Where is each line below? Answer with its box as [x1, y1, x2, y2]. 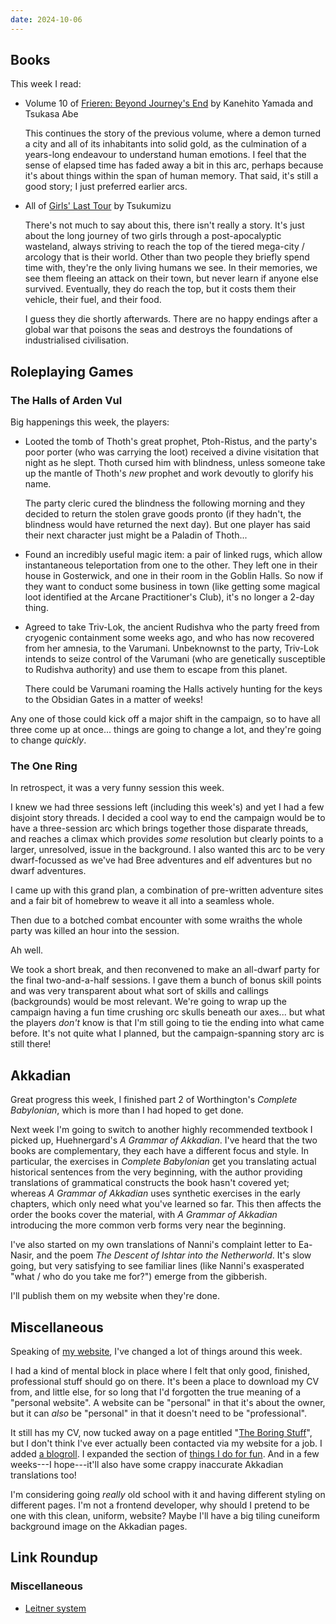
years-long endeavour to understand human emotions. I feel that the [24, 149, 307, 161]
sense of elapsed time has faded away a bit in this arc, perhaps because [24, 159, 324, 171]
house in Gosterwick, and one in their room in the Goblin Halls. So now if [24, 570, 324, 582]
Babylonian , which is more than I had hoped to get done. [10, 1104, 244, 1116]
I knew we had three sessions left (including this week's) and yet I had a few [10, 801, 325, 813]
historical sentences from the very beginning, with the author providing [10, 1166, 303, 1178]
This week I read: [10, 78, 82, 90]
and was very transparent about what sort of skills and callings [10, 985, 269, 997]
